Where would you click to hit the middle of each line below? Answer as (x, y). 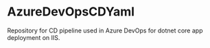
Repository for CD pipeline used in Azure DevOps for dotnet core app (105, 30)
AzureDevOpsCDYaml (71, 12)
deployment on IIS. (34, 37)
